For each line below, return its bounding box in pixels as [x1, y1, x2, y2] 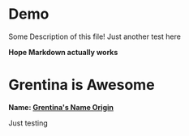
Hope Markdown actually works [8, 47, 118, 57]
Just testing [8, 118, 48, 128]
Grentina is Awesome [8, 76, 156, 94]
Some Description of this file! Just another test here [8, 32, 181, 41]
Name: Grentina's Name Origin [8, 102, 114, 112]
